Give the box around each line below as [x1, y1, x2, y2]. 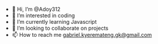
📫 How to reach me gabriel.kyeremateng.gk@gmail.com [11, 32, 152, 38]
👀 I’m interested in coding [11, 12, 75, 19]
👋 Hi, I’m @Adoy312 [11, 6, 61, 12]
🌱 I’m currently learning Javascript [11, 18, 97, 25]
